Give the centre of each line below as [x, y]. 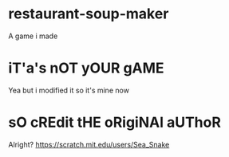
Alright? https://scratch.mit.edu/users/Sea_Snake [89, 144]
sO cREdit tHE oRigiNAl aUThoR [115, 122]
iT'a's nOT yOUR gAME [87, 68]
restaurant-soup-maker [89, 14]
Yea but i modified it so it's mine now [69, 90]
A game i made [33, 36]
